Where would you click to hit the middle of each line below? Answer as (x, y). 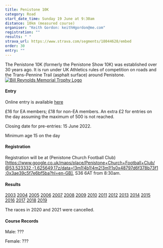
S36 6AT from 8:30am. (98, 173)
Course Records (22, 221)
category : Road (20, 14)
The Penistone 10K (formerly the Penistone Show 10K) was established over (81, 64)
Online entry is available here (34, 102)
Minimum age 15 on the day (33, 135)
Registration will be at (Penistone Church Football (54, 157)
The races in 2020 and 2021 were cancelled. (50, 210)
